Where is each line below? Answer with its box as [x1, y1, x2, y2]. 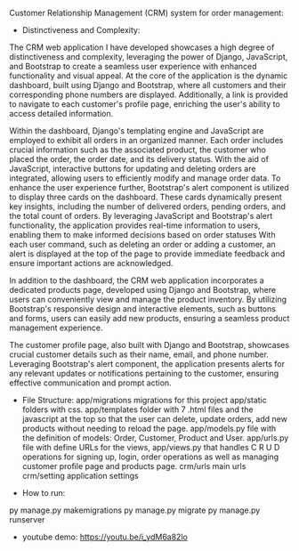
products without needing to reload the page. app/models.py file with [21, 423, 277, 434]
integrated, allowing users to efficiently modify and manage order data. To [9, 173, 281, 183]
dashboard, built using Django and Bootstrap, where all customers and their [9, 80, 287, 90]
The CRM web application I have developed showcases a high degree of [9, 42, 275, 53]
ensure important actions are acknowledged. [9, 258, 174, 268]
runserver [9, 515, 45, 524]
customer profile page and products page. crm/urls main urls [21, 461, 246, 471]
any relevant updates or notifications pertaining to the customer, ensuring [9, 369, 279, 378]
